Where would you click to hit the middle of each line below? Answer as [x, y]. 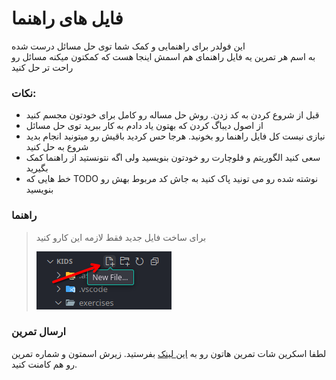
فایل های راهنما [67, 18]
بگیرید [37, 168]
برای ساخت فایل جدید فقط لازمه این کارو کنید [121, 237]
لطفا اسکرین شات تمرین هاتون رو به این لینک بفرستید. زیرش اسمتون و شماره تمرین [169, 353]
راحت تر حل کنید [42, 67]
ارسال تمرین [38, 332]
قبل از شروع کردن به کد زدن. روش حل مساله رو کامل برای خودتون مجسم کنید [172, 115]
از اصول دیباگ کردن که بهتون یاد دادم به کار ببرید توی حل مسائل [144, 126]
